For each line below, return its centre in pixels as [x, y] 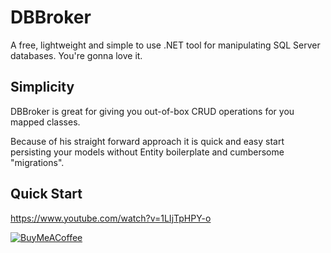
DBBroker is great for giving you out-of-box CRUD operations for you [152, 111]
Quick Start [46, 194]
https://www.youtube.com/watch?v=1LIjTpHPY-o [111, 218]
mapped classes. [45, 122]
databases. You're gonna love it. [76, 55]
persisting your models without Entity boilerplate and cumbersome [147, 152]
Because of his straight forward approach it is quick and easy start [147, 141]
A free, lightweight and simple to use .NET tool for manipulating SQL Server [165, 45]
